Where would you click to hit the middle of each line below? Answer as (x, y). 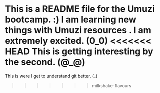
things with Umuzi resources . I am (78, 30)
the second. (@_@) (45, 62)
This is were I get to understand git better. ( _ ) (51, 76)
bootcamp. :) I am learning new (71, 20)
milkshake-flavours (112, 85)
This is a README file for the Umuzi (80, 9)
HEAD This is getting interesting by (79, 52)
